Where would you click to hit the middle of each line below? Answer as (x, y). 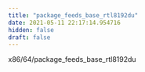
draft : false (29, 37)
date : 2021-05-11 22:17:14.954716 (65, 23)
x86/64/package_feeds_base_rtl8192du (72, 59)
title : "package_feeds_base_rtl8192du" (73, 15)
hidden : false (31, 30)
